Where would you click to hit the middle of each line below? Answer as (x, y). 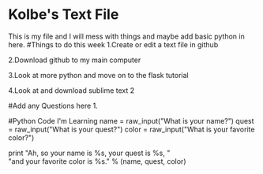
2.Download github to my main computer (75, 60)
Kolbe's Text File (64, 15)
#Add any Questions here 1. (53, 106)
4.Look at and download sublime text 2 (71, 90)
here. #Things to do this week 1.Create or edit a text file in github (113, 44)
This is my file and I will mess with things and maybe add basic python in (126, 36)
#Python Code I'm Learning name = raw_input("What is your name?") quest (131, 120)
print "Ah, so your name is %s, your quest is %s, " (89, 153)
